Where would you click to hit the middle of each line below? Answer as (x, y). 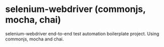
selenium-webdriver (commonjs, (75, 9)
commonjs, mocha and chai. (35, 39)
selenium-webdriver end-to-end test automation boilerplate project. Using (82, 33)
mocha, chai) (33, 20)
